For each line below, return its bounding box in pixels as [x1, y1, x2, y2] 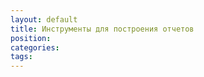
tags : [10, 52, 33, 62]
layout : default [10, 14, 78, 25]
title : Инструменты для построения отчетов [10, 24, 195, 34]
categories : [10, 42, 60, 53]
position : [10, 33, 52, 43]
